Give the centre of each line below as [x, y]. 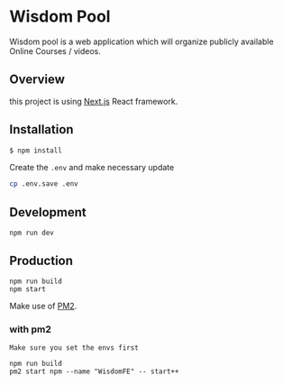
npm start [28, 289]
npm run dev [32, 233]
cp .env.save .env [44, 184]
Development [48, 212]
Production [41, 260]
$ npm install [36, 151]
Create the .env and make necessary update [92, 168]
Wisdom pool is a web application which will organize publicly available [141, 41]
